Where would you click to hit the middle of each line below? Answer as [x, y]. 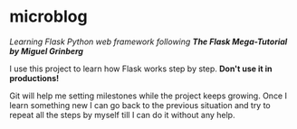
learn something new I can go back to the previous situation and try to [140, 105]
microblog [48, 17]
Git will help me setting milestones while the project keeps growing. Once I [148, 96]
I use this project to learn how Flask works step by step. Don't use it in [141, 69]
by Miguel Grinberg [47, 51]
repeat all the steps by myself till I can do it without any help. [122, 115]
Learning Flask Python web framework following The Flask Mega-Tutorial [148, 41]
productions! [34, 78]
